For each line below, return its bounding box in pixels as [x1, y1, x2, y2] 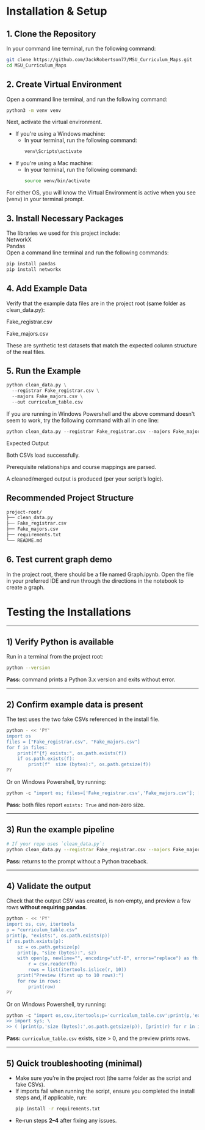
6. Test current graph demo [6, 555, 112, 565]
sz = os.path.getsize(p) [17, 944, 81, 950]
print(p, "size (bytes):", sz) [17, 950, 97, 956]
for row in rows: [17, 978, 62, 984]
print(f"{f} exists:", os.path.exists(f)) [17, 750, 127, 756]
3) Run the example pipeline [6, 824, 115, 835]
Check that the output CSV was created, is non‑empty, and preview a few [6, 897, 191, 904]
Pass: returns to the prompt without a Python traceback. [6, 857, 148, 865]
